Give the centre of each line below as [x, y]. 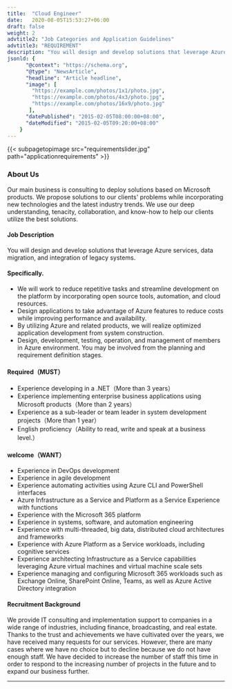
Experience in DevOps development [68, 471]
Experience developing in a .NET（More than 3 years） [96, 388]
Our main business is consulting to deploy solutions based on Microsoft [109, 189]
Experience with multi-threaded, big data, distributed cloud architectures [120, 530]
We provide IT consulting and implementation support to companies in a [110, 620]
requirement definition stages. [60, 355]
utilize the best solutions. [42, 219]
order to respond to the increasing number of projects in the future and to [112, 664]
